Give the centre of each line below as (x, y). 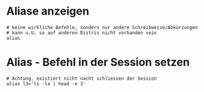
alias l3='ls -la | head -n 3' (46, 83)
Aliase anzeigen (48, 11)
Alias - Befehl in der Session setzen (98, 62)
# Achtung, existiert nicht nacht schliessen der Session (82, 78)
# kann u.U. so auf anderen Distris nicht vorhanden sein (82, 33)
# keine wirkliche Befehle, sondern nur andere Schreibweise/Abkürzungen (102, 27)
